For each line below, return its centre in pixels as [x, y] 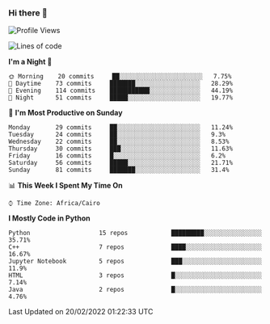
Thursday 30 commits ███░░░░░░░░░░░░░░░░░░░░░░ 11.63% [120, 149]
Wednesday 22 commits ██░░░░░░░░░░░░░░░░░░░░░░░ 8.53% [119, 142]
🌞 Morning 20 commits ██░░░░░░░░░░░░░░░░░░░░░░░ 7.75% [120, 77]
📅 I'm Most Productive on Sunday [65, 113]
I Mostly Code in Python [49, 218]
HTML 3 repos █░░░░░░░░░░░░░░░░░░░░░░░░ [135, 276]
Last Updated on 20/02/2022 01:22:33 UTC [81, 312]
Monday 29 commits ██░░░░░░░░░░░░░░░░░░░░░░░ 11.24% [120, 128]
